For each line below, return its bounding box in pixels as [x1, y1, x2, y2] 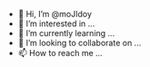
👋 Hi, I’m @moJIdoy [17, 9, 93, 19]
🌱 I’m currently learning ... [17, 28, 115, 38]
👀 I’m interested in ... [17, 18, 95, 29]
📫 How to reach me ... [17, 48, 103, 58]
